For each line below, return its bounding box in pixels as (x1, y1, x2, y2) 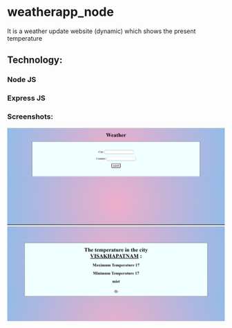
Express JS (7, 94, 46, 103)
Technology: (7, 54, 63, 66)
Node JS (7, 75, 37, 85)
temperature (7, 34, 43, 42)
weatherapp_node (7, 4, 114, 20)
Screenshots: (7, 112, 54, 121)
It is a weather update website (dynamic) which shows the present (7, 27, 196, 35)
